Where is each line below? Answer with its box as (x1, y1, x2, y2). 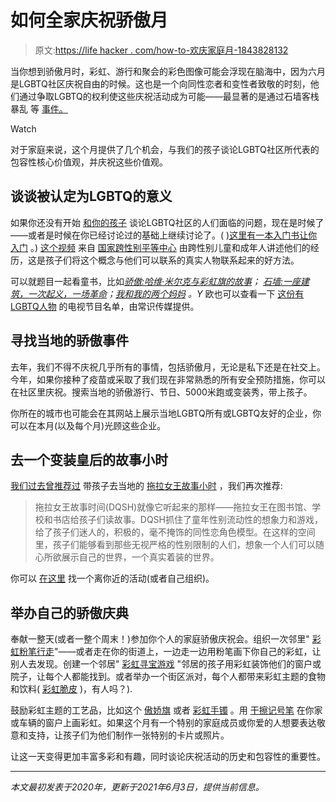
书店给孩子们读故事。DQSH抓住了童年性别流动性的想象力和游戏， (52, 514, 323, 526)
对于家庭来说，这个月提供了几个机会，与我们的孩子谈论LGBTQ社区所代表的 (10, 143, 320, 155)
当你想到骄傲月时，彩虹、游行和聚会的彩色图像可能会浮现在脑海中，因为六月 (10, 65, 326, 77)
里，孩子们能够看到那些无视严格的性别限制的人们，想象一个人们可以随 (34, 539, 325, 551)
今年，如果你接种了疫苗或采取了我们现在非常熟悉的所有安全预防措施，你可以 (10, 373, 326, 385)
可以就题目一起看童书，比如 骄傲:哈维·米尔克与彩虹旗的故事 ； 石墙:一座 (10, 275, 302, 287)
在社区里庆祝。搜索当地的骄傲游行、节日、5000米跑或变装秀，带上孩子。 (10, 386, 313, 398)
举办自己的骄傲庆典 (10, 604, 129, 621)
